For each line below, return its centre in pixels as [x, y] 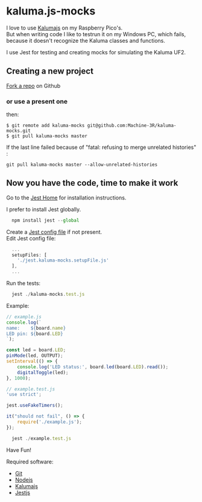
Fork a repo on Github [33, 86]
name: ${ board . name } [36, 328]
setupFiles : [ [29, 255]
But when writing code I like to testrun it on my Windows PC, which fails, [96, 34]
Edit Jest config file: [31, 238]
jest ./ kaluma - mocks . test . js [48, 294]
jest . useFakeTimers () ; [35, 406]
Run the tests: [24, 283]
